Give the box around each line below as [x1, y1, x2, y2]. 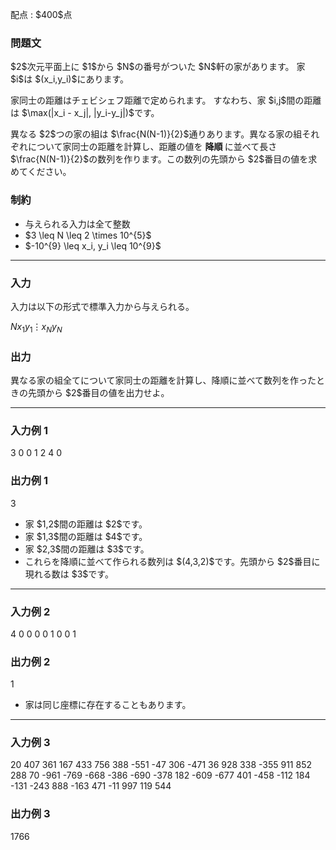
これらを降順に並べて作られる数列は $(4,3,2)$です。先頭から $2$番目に [24, 555, 321, 567]
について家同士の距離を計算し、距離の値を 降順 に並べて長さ [27, 141, 278, 153]
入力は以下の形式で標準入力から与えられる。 [10, 300, 195, 312]
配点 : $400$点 [10, 9, 73, 20]
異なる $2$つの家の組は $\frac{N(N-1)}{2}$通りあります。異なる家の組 [10, 128, 303, 140]
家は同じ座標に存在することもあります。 [24, 699, 192, 711]
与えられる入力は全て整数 [24, 218, 131, 230]
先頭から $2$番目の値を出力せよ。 [27, 386, 170, 398]
